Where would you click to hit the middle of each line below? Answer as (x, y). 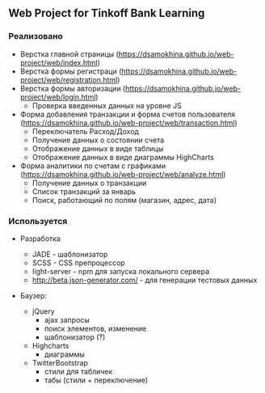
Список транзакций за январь (84, 191)
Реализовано (36, 36)
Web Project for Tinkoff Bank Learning (107, 13)
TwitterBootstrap (60, 362)
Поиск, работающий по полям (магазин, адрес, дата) (124, 200)
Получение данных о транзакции (89, 183)
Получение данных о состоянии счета (98, 140)
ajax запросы (67, 319)
